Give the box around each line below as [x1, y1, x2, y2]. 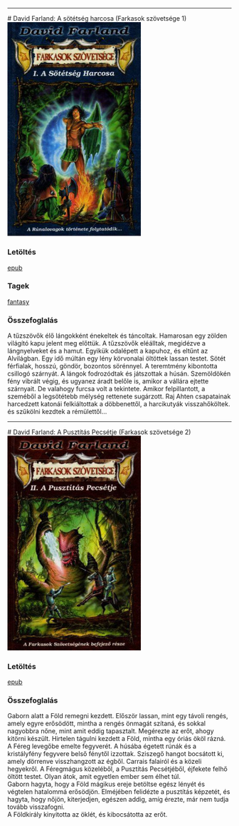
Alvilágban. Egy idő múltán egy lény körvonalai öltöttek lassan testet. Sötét [7, 354, 226, 363]
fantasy [7, 297, 30, 306]
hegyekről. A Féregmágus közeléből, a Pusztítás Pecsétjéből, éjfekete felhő [7, 765, 228, 773]
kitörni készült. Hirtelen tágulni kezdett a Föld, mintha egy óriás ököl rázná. [7, 735, 226, 743]
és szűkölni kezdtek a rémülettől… [7, 408, 107, 416]
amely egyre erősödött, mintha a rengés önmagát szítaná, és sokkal [7, 719, 206, 728]
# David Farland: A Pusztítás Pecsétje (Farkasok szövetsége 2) [7, 428, 191, 436]
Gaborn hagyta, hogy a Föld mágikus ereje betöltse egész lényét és [7, 780, 205, 789]
